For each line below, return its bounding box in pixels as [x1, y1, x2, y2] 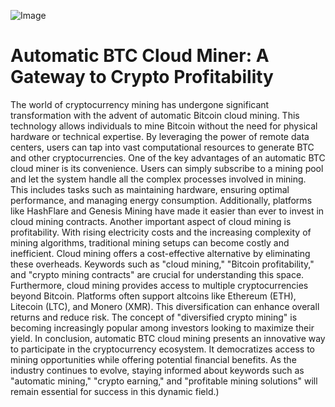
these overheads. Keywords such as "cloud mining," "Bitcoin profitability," [10, 258, 315, 270]
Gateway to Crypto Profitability [10, 66, 274, 89]
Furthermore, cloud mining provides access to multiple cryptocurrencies [10, 279, 309, 291]
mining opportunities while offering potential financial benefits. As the [10, 353, 297, 365]
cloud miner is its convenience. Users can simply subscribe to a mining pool [10, 162, 324, 174]
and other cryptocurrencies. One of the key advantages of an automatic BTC [10, 151, 326, 164]
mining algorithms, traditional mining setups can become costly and [10, 236, 290, 249]
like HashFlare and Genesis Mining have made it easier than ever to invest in [10, 205, 325, 217]
